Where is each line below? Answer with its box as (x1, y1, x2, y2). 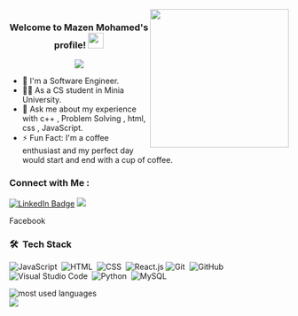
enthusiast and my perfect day (21, 145, 135, 156)
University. (21, 95, 62, 105)
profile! (53, 39, 87, 51)
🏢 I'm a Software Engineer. (21, 75, 120, 87)
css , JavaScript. (21, 123, 83, 134)
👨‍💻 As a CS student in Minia (21, 85, 124, 96)
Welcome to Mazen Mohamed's (9, 21, 149, 34)
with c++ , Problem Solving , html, (21, 113, 146, 124)
